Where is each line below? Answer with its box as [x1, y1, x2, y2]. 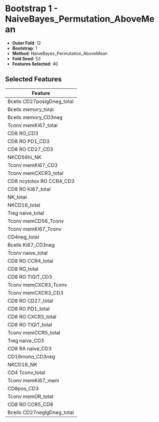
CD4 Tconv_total [7, 369, 45, 376]
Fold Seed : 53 [12, 55, 41, 61]
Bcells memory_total [7, 106, 54, 113]
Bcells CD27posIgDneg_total [7, 98, 74, 105]
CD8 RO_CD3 [7, 130, 39, 136]
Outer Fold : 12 [12, 40, 41, 46]
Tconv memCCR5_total [7, 329, 60, 336]
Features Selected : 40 [12, 61, 58, 67]
